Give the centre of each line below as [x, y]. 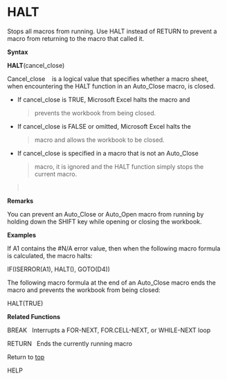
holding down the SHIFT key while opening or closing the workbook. [105, 221]
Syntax [18, 52]
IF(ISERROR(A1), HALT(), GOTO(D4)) [59, 269]
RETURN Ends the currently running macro [70, 343]
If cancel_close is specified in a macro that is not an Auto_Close [108, 153]
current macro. [56, 174]
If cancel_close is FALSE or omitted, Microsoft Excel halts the [104, 126]
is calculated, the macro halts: [50, 255]
